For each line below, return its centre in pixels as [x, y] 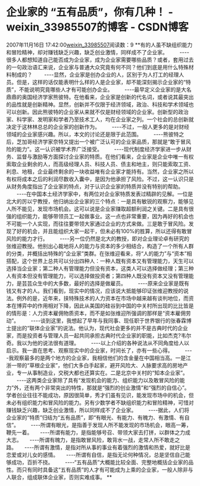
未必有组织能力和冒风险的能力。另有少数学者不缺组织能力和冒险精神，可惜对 [100, 403]
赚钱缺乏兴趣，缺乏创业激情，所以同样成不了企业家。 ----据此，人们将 [98, 410]
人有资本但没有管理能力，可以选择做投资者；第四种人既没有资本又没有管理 [97, 275]
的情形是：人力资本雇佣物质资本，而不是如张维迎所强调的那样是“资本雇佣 [96, 313]
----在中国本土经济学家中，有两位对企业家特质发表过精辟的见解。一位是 [105, 194]
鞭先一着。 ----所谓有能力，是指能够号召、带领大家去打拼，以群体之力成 [98, 432]
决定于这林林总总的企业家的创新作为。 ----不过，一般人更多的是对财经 [98, 126]
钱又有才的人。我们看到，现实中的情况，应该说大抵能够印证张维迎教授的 [95, 290]
